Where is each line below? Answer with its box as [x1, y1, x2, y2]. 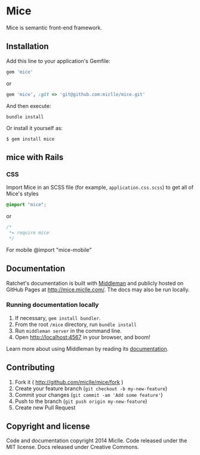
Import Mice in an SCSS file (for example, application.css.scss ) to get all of [6, 184, 194, 191]
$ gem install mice [6, 136, 55, 142]
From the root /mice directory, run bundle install [14, 321, 137, 328]
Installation [6, 41, 49, 52]
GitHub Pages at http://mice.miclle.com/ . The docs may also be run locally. [6, 286, 190, 293]
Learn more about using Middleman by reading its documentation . [6, 345, 169, 352]
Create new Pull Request [14, 403, 76, 411]
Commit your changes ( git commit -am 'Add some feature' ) [14, 391, 163, 398]
